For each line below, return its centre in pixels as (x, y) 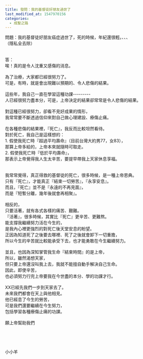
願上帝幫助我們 (20, 323)
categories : (17, 18)
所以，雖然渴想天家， (26, 258)
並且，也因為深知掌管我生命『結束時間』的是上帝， (56, 252)
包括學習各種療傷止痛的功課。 (35, 312)
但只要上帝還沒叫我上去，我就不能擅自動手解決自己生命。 (62, 264)
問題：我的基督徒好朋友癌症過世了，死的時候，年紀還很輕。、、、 (68, 37)
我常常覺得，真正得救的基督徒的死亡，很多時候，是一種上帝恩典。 (71, 175)
